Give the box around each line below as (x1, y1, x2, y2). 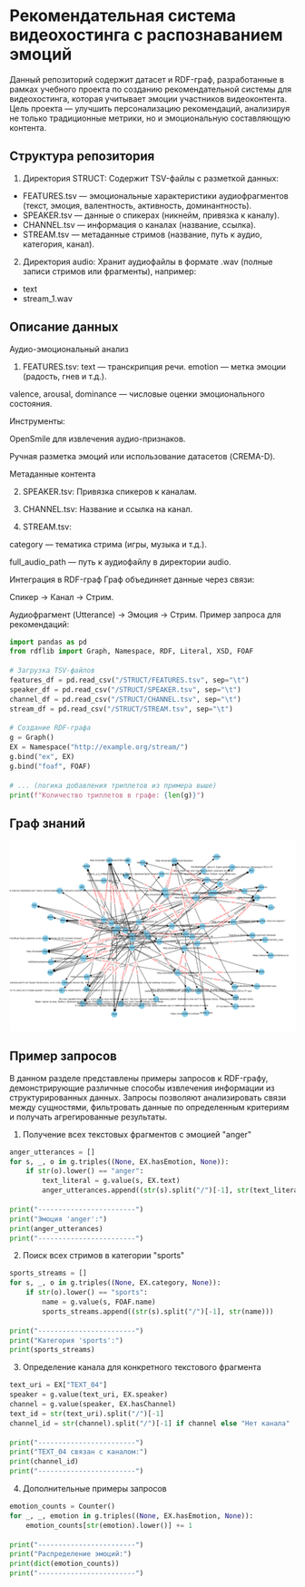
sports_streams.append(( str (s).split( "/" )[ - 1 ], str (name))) (42, 1306, 274, 1316)
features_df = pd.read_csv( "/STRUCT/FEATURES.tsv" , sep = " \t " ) (9, 675, 250, 685)
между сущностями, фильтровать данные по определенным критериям (9, 1101, 290, 1112)
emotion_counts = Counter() (9, 1502, 116, 1512)
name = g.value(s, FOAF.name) (42, 1297, 156, 1307)
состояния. (9, 398, 53, 409)
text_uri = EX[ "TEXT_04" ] (9, 1381, 107, 1390)
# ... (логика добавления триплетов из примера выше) (9, 781, 218, 790)
